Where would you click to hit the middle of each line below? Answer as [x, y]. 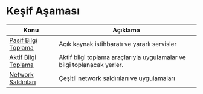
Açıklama [126, 30]
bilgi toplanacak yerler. [91, 65]
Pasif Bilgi [23, 40]
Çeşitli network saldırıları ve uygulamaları [117, 78]
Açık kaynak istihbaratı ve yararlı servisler [118, 44]
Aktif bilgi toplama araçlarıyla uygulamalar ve [122, 57]
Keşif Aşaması [43, 11]
